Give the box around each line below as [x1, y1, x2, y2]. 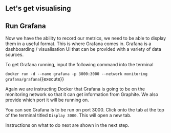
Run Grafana [5, 22, 46, 30]
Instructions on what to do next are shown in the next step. [5, 122, 130, 128]
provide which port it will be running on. [5, 97, 90, 103]
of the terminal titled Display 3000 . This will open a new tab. [5, 112, 132, 119]
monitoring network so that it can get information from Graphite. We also [5, 91, 159, 98]
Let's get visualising [5, 4, 71, 13]
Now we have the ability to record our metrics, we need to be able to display [5, 35, 166, 42]
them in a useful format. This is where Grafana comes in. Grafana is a [5, 41, 152, 47]
